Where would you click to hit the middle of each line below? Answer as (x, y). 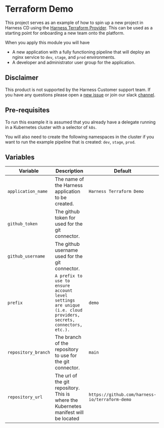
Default (123, 171)
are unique (67, 305)
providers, (67, 315)
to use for (66, 356)
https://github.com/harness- (123, 395)
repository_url (25, 397)
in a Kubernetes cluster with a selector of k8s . (51, 127)
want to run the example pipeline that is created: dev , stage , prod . (70, 142)
